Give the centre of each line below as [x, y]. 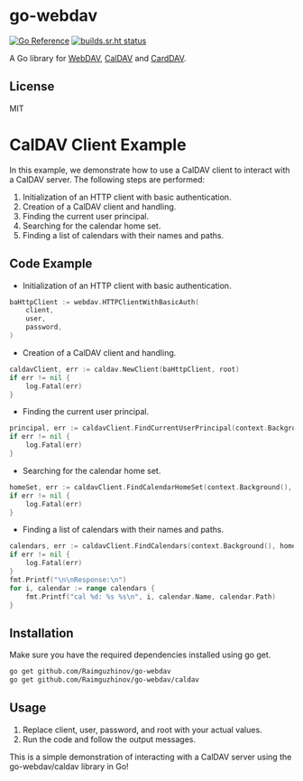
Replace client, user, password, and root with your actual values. [142, 730]
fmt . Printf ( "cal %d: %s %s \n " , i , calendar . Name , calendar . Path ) [151, 597]
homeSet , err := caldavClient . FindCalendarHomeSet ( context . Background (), [151, 487]
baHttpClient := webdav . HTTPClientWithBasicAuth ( [105, 302]
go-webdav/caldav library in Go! [69, 766]
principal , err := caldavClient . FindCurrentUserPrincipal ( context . [139, 428]
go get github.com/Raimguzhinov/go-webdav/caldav [105, 680]
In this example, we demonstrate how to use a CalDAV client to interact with [150, 170]
